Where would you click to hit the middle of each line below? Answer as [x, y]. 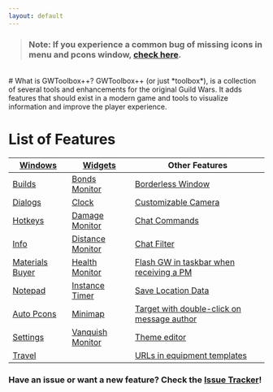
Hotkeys [28, 220]
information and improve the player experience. [88, 106]
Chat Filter [155, 243]
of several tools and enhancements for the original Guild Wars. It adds [125, 89]
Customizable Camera [178, 202]
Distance [89, 239]
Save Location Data [172, 291]
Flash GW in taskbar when [185, 262]
